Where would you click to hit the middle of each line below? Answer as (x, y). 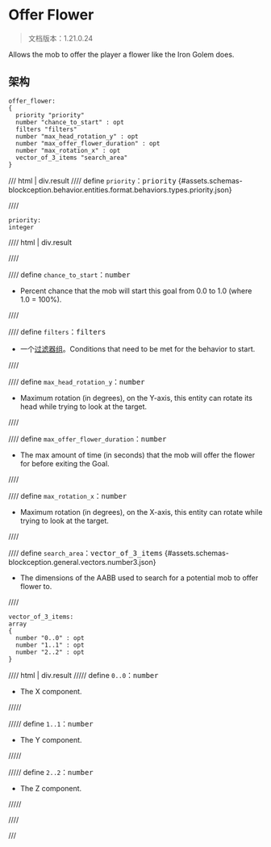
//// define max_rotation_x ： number (68, 495)
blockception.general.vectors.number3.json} (82, 562)
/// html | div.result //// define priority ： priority (92, 180)
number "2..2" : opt (50, 652)
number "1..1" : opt (50, 645)
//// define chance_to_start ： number (69, 274)
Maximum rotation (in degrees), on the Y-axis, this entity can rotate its (136, 398)
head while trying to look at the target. (83, 407)
